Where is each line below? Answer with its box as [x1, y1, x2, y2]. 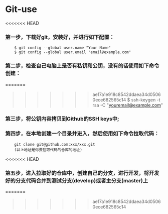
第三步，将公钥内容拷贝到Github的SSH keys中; [5, 116, 119, 123]
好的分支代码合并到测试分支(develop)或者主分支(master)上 [5, 177, 148, 184]
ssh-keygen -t [131, 96, 160, 102]
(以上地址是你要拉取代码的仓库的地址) [14, 147, 83, 152]
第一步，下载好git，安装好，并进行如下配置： [5, 34, 114, 41]
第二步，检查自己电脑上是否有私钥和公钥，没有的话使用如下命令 [5, 62, 159, 69]
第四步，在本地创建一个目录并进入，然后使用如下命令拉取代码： [5, 130, 159, 137]
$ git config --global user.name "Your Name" [14, 45, 111, 51]
